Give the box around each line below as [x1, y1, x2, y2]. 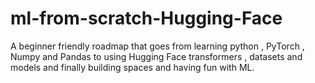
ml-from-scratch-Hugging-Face [10, 7, 283, 30]
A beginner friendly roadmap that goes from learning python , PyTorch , [10, 40, 305, 52]
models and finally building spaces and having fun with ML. [10, 61, 255, 73]
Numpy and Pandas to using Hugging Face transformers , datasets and [10, 50, 303, 62]
